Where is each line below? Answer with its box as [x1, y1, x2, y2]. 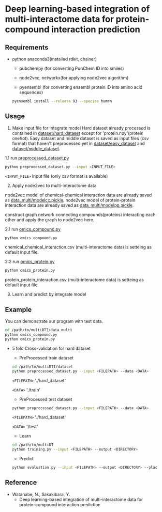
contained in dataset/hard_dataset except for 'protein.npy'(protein [12, 130, 144, 136]
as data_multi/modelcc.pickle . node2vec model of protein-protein [5, 197, 135, 203]
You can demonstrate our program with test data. [5, 318, 103, 324]
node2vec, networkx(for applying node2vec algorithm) [19, 75, 129, 80]
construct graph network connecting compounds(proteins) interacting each [5, 212, 156, 217]
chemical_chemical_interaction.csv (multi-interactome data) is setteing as [5, 244, 152, 250]
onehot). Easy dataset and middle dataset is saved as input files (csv [12, 135, 149, 141]
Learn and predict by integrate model [12, 292, 86, 297]
